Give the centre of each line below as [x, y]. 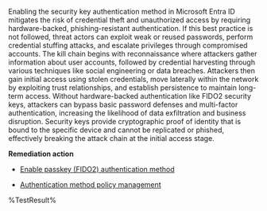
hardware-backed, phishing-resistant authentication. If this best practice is [131, 28]
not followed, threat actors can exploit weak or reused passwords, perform [131, 37]
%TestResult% [33, 200]
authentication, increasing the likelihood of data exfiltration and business [127, 113]
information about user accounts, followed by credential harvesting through [132, 62]
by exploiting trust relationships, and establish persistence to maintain [122, 88]
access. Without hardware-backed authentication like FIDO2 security [138, 96]
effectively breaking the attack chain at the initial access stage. [111, 138]
